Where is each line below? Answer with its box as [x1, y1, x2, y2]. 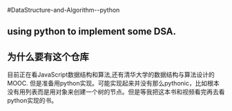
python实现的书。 [7, 97, 57, 105]
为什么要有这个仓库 [7, 51, 89, 63]
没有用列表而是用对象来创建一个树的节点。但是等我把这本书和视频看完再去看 [7, 88, 225, 96]
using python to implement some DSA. [7, 26, 177, 37]
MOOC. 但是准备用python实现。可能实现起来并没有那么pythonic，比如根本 [7, 79, 220, 88]
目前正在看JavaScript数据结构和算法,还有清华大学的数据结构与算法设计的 [7, 70, 215, 79]
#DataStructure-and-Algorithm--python [7, 6, 120, 14]
